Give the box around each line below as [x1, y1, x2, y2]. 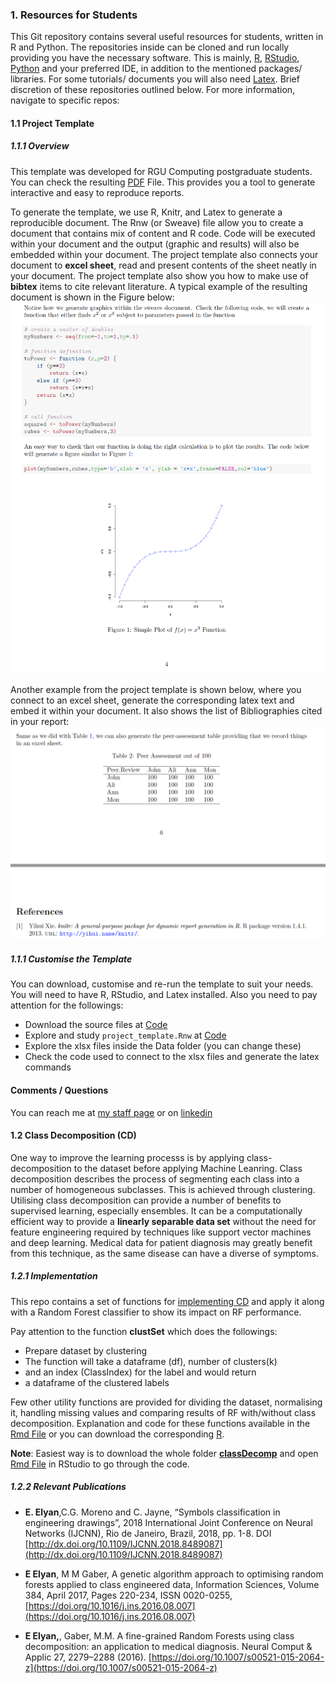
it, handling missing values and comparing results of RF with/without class [10, 1406, 317, 1418]
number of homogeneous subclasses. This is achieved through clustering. [10, 1183, 316, 1195]
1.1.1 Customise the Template [10, 953, 133, 965]
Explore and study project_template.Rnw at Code [24, 1029, 227, 1042]
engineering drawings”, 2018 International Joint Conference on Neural [24, 1516, 313, 1528]
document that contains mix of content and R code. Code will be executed [10, 227, 316, 239]
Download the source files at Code [24, 1019, 168, 1031]
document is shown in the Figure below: [10, 291, 175, 303]
